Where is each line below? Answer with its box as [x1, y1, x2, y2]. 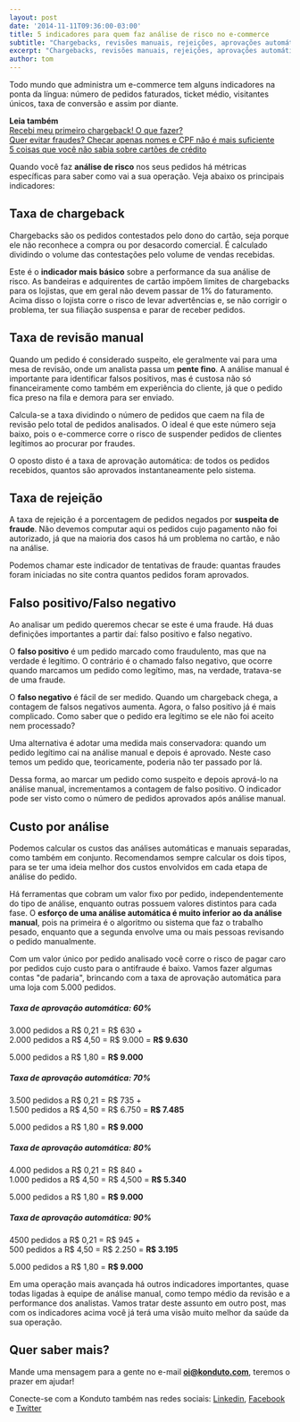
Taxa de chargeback [9, 207, 125, 222]
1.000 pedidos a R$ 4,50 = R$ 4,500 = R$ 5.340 [9, 1173, 187, 1185]
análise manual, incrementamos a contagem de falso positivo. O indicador [9, 783, 281, 794]
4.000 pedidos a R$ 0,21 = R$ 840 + [9, 1164, 143, 1175]
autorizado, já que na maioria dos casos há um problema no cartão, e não [9, 533, 280, 544]
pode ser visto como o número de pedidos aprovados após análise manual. [9, 793, 287, 804]
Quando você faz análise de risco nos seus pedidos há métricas [9, 162, 247, 172]
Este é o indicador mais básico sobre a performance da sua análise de [9, 266, 271, 277]
